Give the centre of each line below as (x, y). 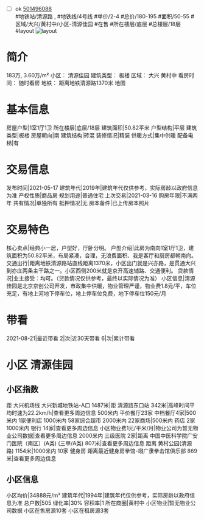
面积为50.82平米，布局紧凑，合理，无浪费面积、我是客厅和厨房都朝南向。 (104, 255)
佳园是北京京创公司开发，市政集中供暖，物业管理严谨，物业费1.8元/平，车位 (101, 286)
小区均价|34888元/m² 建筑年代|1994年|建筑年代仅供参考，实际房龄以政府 (98, 495)
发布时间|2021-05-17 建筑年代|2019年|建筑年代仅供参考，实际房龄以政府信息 (102, 187)
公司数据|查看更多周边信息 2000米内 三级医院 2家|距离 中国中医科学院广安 (104, 435)
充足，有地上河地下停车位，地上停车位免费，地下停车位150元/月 (86, 293)
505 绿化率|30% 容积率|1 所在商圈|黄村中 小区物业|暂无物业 (116, 503)
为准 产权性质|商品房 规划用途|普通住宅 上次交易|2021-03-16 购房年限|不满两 (102, 195)
